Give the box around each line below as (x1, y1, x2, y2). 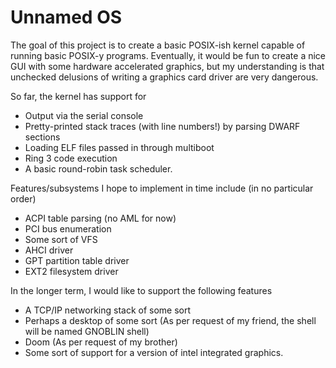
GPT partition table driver (24, 254, 130, 266)
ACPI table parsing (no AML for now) (24, 212, 177, 224)
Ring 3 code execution (24, 152, 118, 164)
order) (10, 192, 37, 205)
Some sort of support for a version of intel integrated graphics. (24, 346, 284, 358)
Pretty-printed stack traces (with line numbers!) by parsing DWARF (24, 120, 301, 132)
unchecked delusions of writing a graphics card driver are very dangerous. (10, 71, 319, 83)
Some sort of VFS (24, 233, 98, 245)
